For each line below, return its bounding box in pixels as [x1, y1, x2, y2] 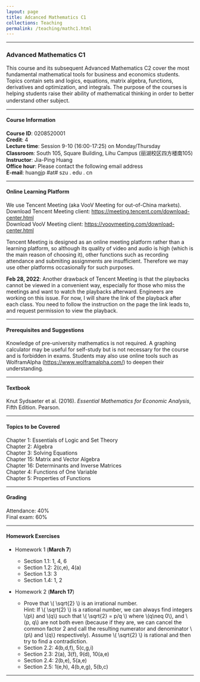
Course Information [6, 116, 56, 124]
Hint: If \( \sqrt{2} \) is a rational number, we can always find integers [23, 606, 193, 613]
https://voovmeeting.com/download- [84, 220, 175, 228]
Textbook [6, 384, 30, 391]
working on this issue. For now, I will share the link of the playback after [6, 294, 182, 302]
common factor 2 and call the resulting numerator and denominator [23, 625, 189, 632]
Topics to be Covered [6, 423, 60, 430]
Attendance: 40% [6, 507, 49, 514]
